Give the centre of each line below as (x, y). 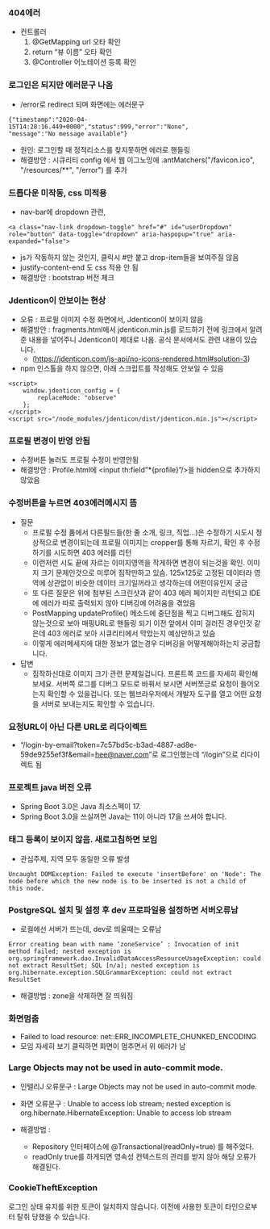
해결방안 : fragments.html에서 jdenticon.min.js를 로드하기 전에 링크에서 (134, 329)
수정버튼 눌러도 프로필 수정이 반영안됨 (79, 460)
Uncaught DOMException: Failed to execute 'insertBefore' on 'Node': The (135, 874)
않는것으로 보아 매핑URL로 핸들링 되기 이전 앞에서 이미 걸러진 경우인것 (142, 623)
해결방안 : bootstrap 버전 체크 (67, 277)
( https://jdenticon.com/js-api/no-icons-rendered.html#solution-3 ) (141, 359)
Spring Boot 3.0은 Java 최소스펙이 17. (80, 807)
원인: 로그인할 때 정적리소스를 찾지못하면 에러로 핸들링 (105, 149)
